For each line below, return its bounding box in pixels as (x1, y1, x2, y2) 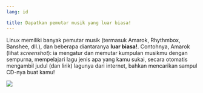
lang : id (6, 8, 28, 15)
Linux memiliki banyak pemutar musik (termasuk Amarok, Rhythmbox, (6, 36, 181, 43)
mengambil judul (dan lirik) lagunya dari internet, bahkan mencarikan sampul (6, 62, 198, 69)
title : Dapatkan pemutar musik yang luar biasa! (6, 19, 131, 26)
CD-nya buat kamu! (6, 68, 55, 75)
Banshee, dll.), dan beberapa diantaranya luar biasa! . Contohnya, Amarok (6, 43, 190, 50)
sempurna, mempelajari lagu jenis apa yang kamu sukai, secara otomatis (6, 56, 188, 63)
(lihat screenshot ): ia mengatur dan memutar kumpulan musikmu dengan (6, 49, 188, 56)
